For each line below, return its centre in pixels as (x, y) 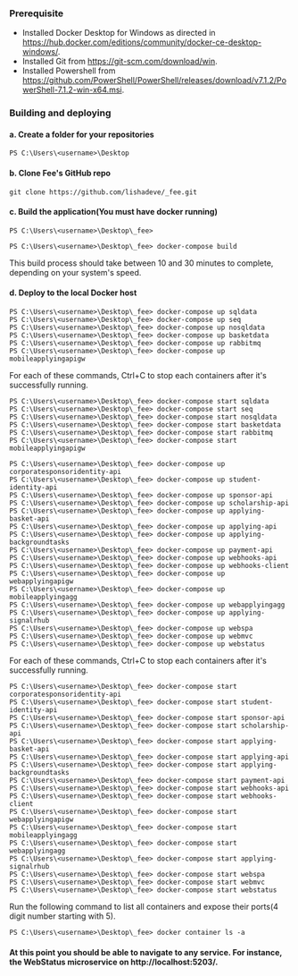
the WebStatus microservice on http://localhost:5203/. (114, 962)
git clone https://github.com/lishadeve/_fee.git (103, 192)
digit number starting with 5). (62, 916)
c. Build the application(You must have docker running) (114, 212)
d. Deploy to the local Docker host (73, 293)
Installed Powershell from (69, 71)
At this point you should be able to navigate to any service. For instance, (146, 952)
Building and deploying (60, 113)
